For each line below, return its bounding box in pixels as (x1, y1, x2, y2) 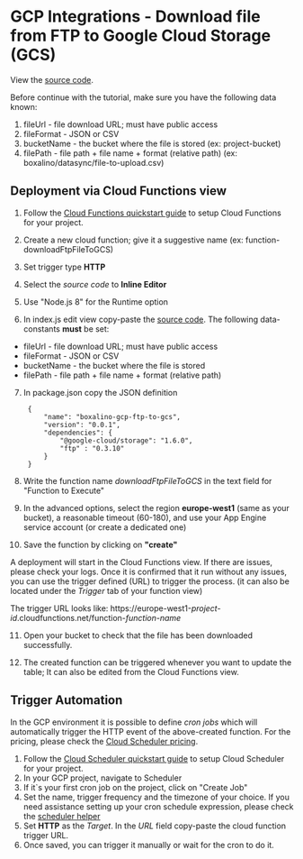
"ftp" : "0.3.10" (59, 443, 125, 452)
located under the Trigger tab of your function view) (10, 585, 203, 596)
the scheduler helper (22, 810, 102, 821)
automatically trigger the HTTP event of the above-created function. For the (10, 726, 291, 736)
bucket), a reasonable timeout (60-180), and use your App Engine (22, 512, 267, 523)
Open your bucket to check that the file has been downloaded (22, 629, 254, 641)
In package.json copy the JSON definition (22, 387, 178, 398)
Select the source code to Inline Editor (22, 279, 167, 289)
